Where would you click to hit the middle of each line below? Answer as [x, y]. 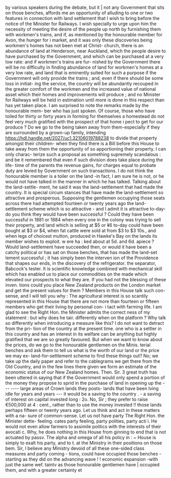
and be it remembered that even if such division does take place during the [84, 160]
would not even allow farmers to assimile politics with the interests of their [83, 427]
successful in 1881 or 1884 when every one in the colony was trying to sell [83, 220]
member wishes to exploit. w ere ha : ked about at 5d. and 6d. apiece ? [80, 241]
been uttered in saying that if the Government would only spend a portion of [85, 378]
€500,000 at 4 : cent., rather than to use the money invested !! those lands [83, 405]
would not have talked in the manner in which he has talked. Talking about [83, 182]
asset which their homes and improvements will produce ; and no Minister [83, 95]
